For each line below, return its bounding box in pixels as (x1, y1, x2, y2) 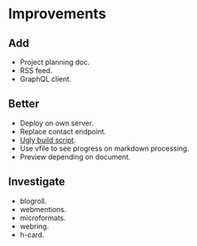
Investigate (8, 175, 65, 189)
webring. (19, 221, 49, 231)
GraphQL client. (19, 75, 71, 83)
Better (8, 97, 40, 111)
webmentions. (19, 204, 67, 214)
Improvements (8, 5, 106, 23)
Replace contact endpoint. (19, 126, 106, 136)
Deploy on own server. (19, 118, 94, 128)
